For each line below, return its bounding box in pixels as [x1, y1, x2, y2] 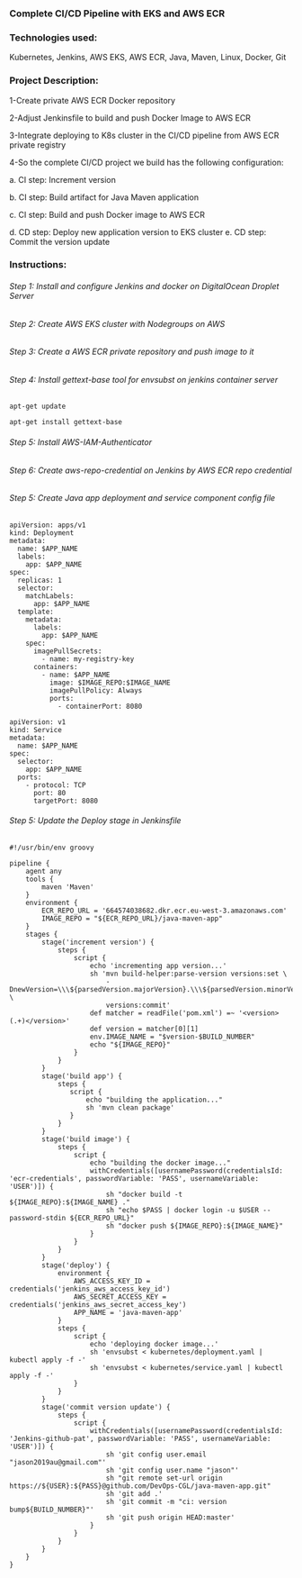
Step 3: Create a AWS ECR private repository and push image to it [9, 346, 254, 358]
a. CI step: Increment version [9, 174, 117, 185]
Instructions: [9, 258, 67, 271]
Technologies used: [9, 31, 98, 43]
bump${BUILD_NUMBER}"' [9, 1505, 94, 1515]
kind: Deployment [9, 528, 75, 538]
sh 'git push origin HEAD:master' [105, 1513, 235, 1522]
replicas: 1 [17, 576, 63, 585]
